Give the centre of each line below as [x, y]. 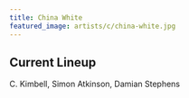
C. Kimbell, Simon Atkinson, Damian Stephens [95, 84]
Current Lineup [53, 62]
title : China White [46, 18]
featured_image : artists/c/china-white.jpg [93, 26]
